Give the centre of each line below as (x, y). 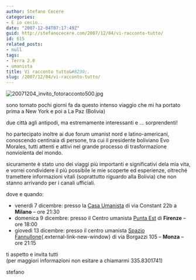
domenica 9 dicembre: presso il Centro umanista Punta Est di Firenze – (100, 218)
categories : (20, 17)
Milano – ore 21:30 (37, 212)
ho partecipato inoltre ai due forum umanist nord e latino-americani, (88, 134)
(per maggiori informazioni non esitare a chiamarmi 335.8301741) (84, 261)
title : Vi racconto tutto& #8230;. (48, 72)
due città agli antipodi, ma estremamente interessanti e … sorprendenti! (92, 123)
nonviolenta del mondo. (35, 153)
